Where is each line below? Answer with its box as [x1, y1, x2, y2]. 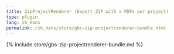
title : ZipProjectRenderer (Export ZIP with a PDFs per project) [6, 8, 169, 15]
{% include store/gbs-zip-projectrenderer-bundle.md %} [6, 41, 144, 48]
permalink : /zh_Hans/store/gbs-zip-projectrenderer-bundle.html [6, 25, 166, 31]
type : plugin [6, 14, 38, 20]
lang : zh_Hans [6, 19, 41, 25]
